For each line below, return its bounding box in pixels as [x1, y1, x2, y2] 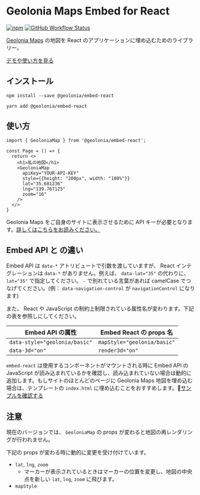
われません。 [22, 436, 53, 443]
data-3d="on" [9, 347, 47, 354]
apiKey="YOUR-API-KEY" [22, 170, 79, 176]
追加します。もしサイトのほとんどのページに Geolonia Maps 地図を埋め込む [6, 377, 193, 384]
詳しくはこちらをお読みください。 [16, 226, 101, 233]
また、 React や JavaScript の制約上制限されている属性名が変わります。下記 [6, 305, 194, 313]
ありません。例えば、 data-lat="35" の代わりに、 [67, 270, 189, 277]
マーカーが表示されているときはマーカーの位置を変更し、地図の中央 [23, 468, 193, 475]
